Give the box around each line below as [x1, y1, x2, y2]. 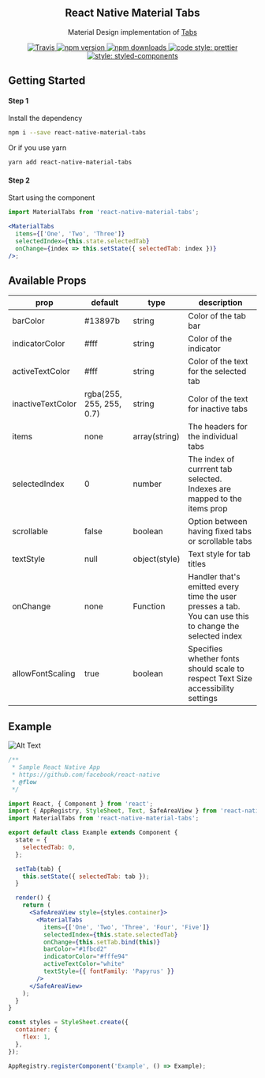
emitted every [188, 581, 239, 592]
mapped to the [188, 493, 242, 504]
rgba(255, [84, 389, 122, 400]
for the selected [188, 366, 247, 377]
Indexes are [188, 484, 231, 495]
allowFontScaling [12, 668, 76, 679]
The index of [188, 454, 235, 465]
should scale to [188, 663, 244, 674]
